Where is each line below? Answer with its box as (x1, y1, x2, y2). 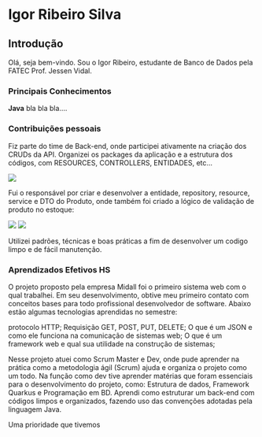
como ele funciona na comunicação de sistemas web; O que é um (8, 331, 223, 340)
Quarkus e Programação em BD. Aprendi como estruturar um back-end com (8, 387, 255, 397)
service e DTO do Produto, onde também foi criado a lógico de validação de (8, 196, 254, 206)
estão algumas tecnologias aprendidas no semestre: (8, 307, 178, 317)
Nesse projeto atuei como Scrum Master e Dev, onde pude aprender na (8, 354, 240, 364)
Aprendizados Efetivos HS (8, 264, 111, 275)
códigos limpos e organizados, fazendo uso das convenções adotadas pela (8, 396, 253, 406)
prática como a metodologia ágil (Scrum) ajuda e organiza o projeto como (8, 362, 248, 372)
